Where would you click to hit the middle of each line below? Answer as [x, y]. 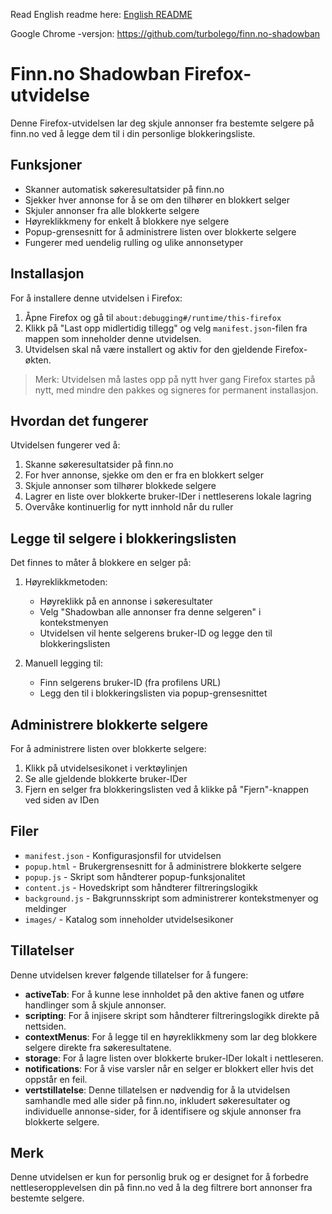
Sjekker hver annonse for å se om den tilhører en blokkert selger [157, 200]
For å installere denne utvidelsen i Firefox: [96, 298]
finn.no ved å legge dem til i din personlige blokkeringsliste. [133, 133]
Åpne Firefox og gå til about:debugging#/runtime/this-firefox [153, 317]
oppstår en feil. [56, 1079]
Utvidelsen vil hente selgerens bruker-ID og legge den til [156, 633]
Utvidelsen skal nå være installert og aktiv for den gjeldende [148, 349]
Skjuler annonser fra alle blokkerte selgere [112, 210]
